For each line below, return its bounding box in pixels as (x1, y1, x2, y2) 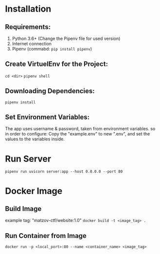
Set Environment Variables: (5, 113, 90, 121)
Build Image (5, 204, 42, 213)
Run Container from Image (5, 232, 87, 240)
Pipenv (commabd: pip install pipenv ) (12, 46, 92, 51)
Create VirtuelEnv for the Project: (5, 60, 108, 68)
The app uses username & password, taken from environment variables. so (5, 126, 156, 132)
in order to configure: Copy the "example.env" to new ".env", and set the (5, 131, 150, 137)
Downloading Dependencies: (5, 87, 95, 95)
